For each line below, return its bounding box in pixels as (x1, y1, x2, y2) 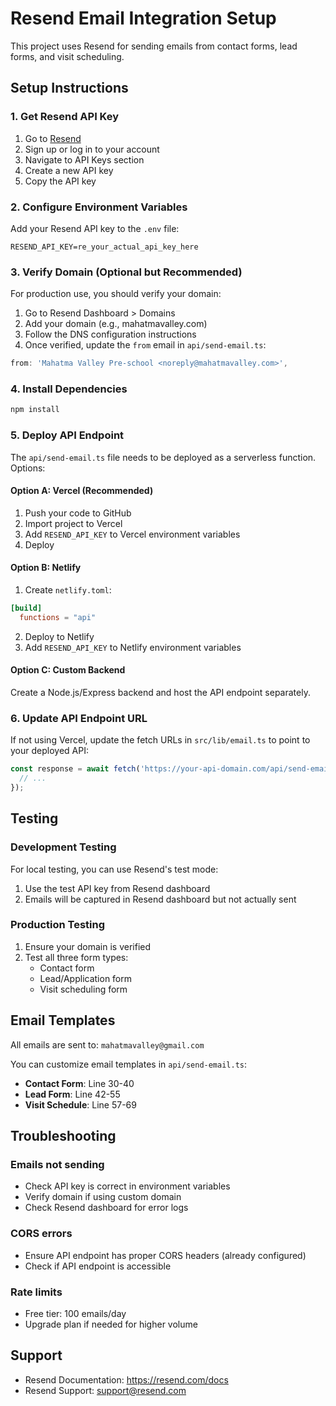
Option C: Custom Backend (10, 664, 126, 676)
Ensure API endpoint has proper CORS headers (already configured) (24, 1249, 307, 1261)
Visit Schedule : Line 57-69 (24, 1098, 137, 1111)
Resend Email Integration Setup (10, 7, 277, 30)
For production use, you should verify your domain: (10, 288, 222, 300)
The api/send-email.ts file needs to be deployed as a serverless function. (10, 451, 317, 463)
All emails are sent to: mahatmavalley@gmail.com (10, 1038, 205, 1051)
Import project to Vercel (24, 517, 123, 529)
